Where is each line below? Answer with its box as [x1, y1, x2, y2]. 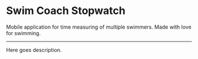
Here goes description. [6, 46, 62, 53]
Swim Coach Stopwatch [6, 4, 126, 18]
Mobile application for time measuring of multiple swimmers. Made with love [6, 23, 192, 30]
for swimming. [6, 29, 41, 36]
